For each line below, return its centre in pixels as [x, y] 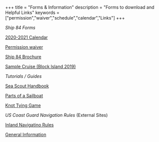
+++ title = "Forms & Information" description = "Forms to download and [80, 7]
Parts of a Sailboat [24, 96]
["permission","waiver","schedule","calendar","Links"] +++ [65, 18]
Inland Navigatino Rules [29, 125]
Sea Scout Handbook [27, 86]
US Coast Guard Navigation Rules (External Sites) [56, 115]
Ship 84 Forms [20, 28]
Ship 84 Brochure [23, 57]
